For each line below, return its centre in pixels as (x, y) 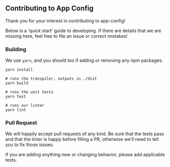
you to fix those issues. (30, 145)
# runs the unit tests (29, 92)
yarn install (19, 70)
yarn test (16, 97)
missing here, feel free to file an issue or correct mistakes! (66, 36)
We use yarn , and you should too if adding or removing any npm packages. (84, 60)
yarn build (17, 83)
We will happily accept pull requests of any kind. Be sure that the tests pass (85, 134)
